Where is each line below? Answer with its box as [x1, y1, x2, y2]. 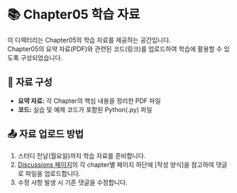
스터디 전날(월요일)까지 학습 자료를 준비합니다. [17, 151, 146, 160]
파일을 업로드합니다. [25, 169, 81, 177]
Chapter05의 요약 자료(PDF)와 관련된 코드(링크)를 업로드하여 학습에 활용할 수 [7, 44, 223, 53]
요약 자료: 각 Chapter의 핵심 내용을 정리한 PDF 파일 [17, 96, 161, 105]
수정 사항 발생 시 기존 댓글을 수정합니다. [17, 178, 128, 187]
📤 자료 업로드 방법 [7, 128, 84, 140]
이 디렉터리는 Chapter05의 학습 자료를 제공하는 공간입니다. [7, 35, 172, 44]
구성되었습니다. [20, 53, 62, 62]
